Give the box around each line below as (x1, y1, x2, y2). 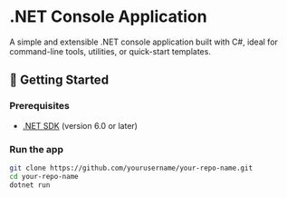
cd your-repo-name (9, 172, 79, 181)
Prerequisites (9, 100, 70, 113)
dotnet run (9, 180, 51, 190)
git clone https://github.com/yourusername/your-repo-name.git (9, 163, 254, 172)
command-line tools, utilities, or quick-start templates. (9, 45, 211, 56)
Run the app (9, 143, 63, 155)
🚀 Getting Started (9, 73, 110, 88)
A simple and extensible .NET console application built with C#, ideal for (9, 36, 279, 47)
